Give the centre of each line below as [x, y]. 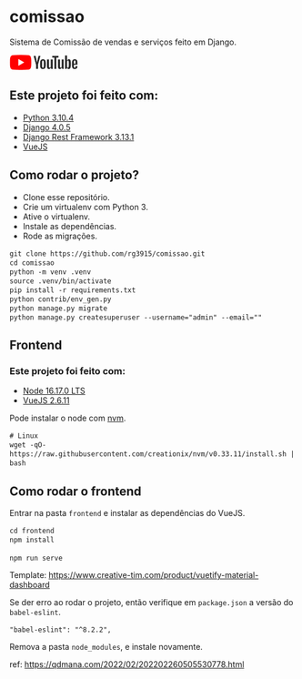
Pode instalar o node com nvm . [68, 418]
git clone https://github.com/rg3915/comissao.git [107, 253]
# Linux [24, 436]
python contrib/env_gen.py [60, 299]
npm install [32, 540]
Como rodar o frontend [75, 491]
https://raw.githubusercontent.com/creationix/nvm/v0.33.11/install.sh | [152, 454]
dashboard [30, 585]
